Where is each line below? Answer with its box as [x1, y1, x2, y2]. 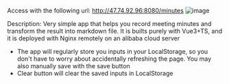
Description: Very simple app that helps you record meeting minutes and [7, 20, 212, 27]
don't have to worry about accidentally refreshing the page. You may [16, 55, 212, 63]
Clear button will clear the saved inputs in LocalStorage [16, 69, 173, 77]
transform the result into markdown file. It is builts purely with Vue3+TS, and [7, 27, 223, 35]
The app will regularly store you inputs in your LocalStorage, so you [16, 48, 208, 55]
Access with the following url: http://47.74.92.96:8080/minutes [7, 7, 184, 14]
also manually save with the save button [16, 62, 130, 70]
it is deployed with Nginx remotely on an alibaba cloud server [7, 34, 180, 42]
